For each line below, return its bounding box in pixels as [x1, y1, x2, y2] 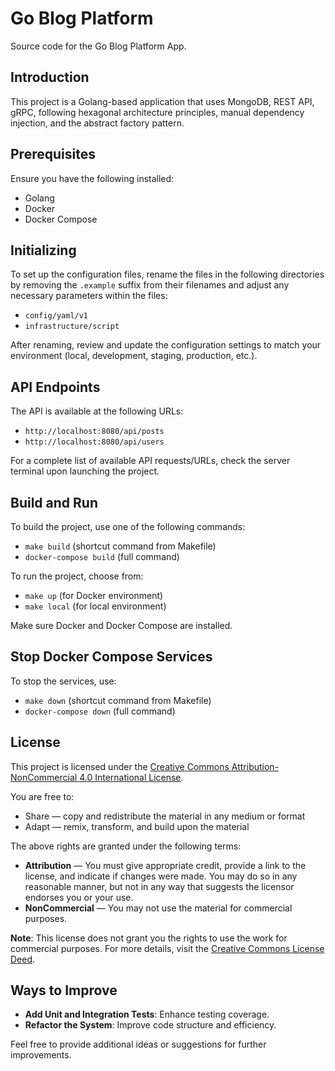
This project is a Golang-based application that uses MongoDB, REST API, [10, 95, 315, 107]
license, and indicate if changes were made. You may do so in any [24, 870, 298, 882]
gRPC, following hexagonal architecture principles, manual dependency [10, 106, 305, 118]
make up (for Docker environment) [24, 590, 164, 601]
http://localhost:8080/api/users [24, 437, 165, 447]
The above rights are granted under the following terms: [10, 840, 242, 852]
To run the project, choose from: [10, 570, 144, 582]
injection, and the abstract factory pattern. [10, 117, 185, 129]
